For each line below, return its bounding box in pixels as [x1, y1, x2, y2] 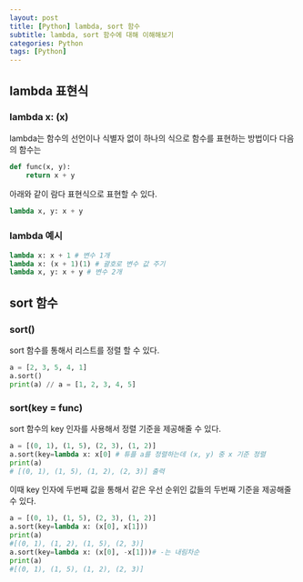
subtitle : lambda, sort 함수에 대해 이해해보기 [9, 30, 175, 39]
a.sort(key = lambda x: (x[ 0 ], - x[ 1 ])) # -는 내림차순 [9, 547, 200, 557]
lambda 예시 [9, 229, 63, 242]
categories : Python [9, 38, 84, 48]
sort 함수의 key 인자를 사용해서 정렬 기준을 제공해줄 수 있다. [9, 423, 221, 434]
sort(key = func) [9, 401, 84, 414]
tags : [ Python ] [9, 47, 67, 56]
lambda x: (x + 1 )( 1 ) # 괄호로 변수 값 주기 [9, 259, 166, 268]
